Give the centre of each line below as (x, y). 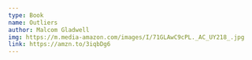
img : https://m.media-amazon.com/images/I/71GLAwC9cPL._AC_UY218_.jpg (126, 37)
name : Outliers (33, 23)
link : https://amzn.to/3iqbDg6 (59, 44)
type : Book (26, 15)
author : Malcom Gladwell (49, 30)
